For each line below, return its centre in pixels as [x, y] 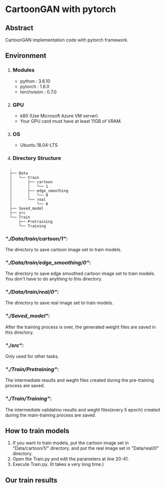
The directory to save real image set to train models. [59, 303]
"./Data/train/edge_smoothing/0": [48, 262]
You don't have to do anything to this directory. [54, 279]
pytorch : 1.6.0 [35, 86]
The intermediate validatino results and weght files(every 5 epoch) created [82, 409]
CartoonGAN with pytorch [61, 9]
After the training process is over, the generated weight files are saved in [80, 327]
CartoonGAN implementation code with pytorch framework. [67, 40]
